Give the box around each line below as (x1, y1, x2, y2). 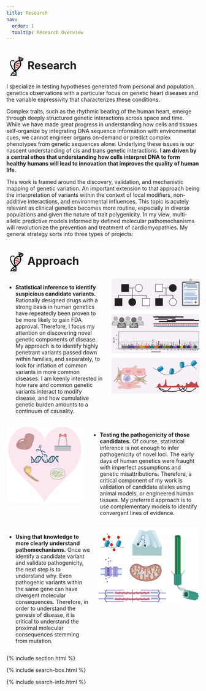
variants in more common (15, 368, 80, 376)
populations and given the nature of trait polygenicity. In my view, (6, 211, 172, 218)
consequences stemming (15, 631, 80, 638)
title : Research (6, 10, 48, 16)
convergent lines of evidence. (99, 510, 175, 517)
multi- (172, 211, 188, 218)
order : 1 (12, 23, 34, 29)
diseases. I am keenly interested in (15, 375, 103, 383)
